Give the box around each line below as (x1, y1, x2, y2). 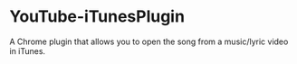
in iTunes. (9, 45, 46, 56)
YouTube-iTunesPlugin (9, 6, 186, 27)
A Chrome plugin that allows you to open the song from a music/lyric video (9, 36, 289, 47)
